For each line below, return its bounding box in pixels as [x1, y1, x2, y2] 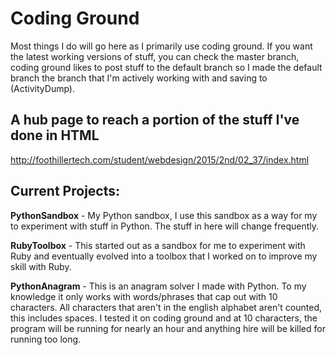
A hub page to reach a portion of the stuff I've [10, 112, 300, 129]
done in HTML [10, 127, 100, 144]
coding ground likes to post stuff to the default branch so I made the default [10, 61, 323, 73]
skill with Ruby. [10, 260, 72, 272]
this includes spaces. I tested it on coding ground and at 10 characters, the [10, 312, 318, 324]
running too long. [10, 333, 82, 345]
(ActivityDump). [10, 82, 75, 94]
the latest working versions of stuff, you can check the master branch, [10, 50, 300, 62]
